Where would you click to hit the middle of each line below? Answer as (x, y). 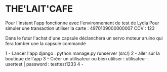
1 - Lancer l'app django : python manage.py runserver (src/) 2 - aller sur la (83, 53)
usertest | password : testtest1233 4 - (44, 64)
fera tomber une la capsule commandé (46, 43)
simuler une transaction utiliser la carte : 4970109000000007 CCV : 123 (80, 28)
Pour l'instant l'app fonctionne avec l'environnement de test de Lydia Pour (82, 23)
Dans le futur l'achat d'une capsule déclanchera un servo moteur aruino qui (84, 38)
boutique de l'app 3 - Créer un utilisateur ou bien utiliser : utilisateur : (77, 58)
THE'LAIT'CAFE (39, 9)
